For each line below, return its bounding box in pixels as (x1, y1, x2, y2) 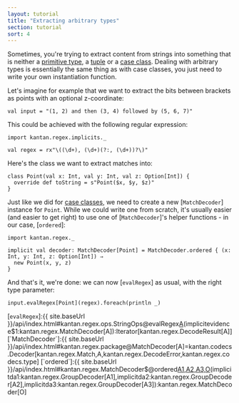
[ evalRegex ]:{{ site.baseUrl (7, 312, 86, 321)
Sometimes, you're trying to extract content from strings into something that (7, 50, 231, 58)
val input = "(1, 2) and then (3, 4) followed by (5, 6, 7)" (7, 108, 193, 115)
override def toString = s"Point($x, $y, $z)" (14, 179, 155, 186)
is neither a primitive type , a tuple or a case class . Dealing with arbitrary (7, 58, 219, 66)
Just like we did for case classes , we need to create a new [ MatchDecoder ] (7, 198, 224, 207)
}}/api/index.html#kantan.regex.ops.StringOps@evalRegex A (7, 320, 184, 328)
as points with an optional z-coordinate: (7, 94, 124, 103)
